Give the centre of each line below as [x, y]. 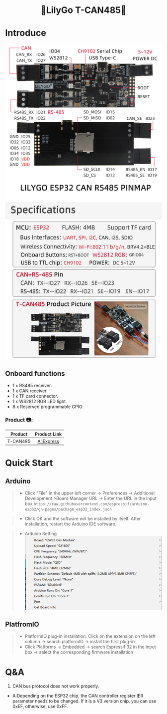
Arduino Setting [41, 534]
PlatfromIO [22, 624]
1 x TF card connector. [35, 396]
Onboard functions [35, 373]
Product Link [48, 434]
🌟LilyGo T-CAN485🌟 [83, 10]
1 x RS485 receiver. [32, 385]
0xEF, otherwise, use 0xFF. [40, 707]
